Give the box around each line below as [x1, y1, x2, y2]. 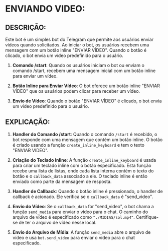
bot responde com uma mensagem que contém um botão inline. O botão [12, 137, 163, 143]
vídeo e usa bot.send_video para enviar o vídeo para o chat [12, 234, 135, 240]
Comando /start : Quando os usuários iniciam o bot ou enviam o [12, 62, 144, 68]
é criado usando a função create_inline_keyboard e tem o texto [12, 142, 144, 148]
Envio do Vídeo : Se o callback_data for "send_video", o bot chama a [12, 203, 154, 209]
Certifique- [135, 214, 159, 220]
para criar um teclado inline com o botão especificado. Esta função [12, 162, 151, 168]
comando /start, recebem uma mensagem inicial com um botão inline [12, 68, 156, 74]
